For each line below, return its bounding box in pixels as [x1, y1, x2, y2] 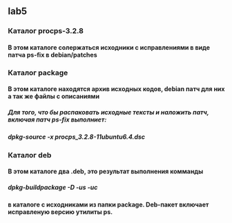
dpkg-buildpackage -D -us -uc [8, 183, 98, 191]
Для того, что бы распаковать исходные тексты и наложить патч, [8, 108, 209, 117]
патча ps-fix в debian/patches [8, 50, 97, 59]
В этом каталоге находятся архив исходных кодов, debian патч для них [8, 85, 225, 93]
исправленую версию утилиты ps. [8, 208, 113, 216]
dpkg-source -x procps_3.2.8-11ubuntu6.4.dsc [8, 133, 146, 141]
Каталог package [8, 68, 68, 77]
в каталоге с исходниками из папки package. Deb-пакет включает [8, 200, 209, 209]
